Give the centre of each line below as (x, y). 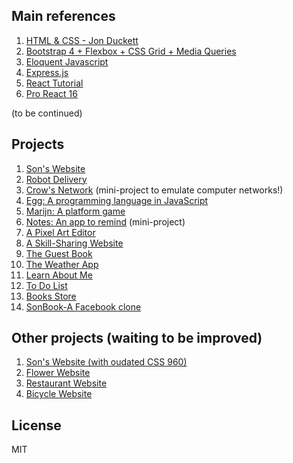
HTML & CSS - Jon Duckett (82, 40)
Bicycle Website (59, 394)
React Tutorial (54, 83)
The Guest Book (59, 253)
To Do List (46, 285)
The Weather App (62, 264)
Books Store (51, 296)
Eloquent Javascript (67, 61)
